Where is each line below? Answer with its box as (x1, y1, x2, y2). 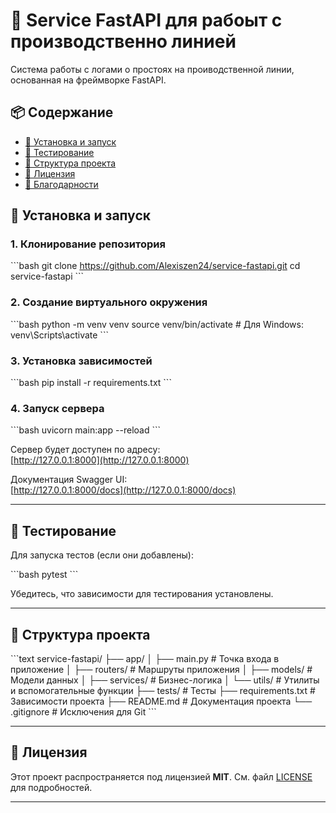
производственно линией (10, 30, 237, 53)
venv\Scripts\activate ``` (10, 329, 109, 341)
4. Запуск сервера (10, 401, 105, 415)
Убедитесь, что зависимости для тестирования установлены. (10, 588, 274, 600)
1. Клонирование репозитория (10, 237, 166, 251)
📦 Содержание (10, 104, 114, 121)
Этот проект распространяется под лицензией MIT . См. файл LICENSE (10, 770, 313, 783)
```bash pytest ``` (10, 569, 79, 581)
